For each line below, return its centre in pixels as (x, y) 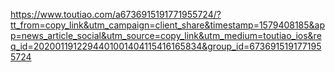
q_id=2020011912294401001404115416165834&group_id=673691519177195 (166, 46)
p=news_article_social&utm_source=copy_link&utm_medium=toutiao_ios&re (166, 35)
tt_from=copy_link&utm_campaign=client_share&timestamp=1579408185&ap (168, 25)
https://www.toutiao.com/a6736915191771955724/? (116, 14)
